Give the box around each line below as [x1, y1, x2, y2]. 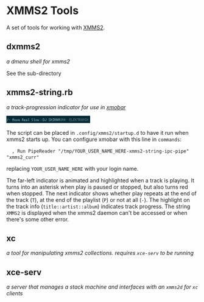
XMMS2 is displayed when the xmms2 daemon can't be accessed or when [6, 209, 188, 217]
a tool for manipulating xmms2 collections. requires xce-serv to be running [6, 250, 194, 257]
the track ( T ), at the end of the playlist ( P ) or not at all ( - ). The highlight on [6, 196, 190, 203]
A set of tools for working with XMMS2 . [6, 24, 105, 31]
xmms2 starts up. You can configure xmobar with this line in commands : [6, 135, 181, 143]
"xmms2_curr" [6, 154, 40, 160]
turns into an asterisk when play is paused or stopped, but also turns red [6, 183, 189, 190]
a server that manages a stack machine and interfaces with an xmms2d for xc [6, 283, 199, 290]
